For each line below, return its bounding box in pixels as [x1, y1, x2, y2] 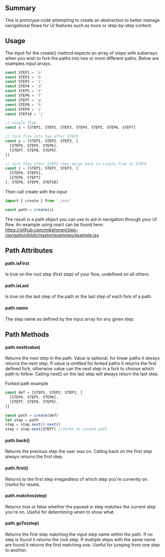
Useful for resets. [5, 481, 41, 487]
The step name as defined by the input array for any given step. [5, 316, 135, 322]
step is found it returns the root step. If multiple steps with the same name [5, 537, 156, 543]
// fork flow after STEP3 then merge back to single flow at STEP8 [5, 161, 147, 167]
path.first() [5, 465, 29, 471]
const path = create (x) [5, 207, 54, 212]
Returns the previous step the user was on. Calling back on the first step [5, 448, 152, 454]
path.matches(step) [5, 493, 47, 499]
